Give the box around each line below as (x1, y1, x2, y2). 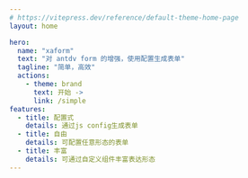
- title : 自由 (17, 129, 67, 139)
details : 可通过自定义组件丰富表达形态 (25, 155, 155, 164)
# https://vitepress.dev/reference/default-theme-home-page (9, 13, 240, 22)
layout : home (9, 22, 58, 31)
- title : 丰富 (17, 147, 67, 156)
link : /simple (32, 96, 87, 105)
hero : (9, 38, 30, 47)
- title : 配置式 (17, 113, 75, 122)
